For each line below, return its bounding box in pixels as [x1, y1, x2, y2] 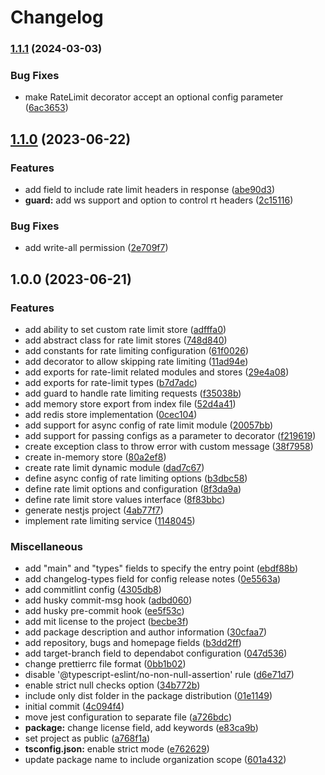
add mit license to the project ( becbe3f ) [24, 616, 189, 628]
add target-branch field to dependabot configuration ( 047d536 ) [24, 647, 288, 660]
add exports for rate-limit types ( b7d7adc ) [24, 377, 198, 389]
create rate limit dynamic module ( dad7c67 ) [24, 462, 205, 474]
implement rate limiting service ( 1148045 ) [24, 515, 196, 527]
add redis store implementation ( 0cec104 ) [24, 409, 198, 421]
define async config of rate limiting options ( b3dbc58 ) [24, 472, 248, 485]
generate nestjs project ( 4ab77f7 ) [24, 504, 164, 516]
